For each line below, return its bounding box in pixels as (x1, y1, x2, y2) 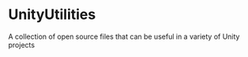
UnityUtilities (8, 6, 96, 24)
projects (8, 40, 36, 49)
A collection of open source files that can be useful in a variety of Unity (8, 32, 240, 41)
